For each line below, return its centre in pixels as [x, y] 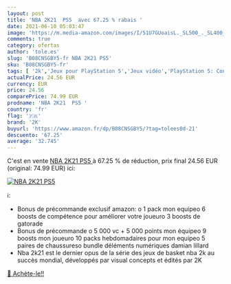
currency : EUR [27, 84]
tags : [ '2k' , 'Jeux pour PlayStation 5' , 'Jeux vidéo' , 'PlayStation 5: [110, 71]
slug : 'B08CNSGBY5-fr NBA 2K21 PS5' [59, 58]
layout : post [26, 13]
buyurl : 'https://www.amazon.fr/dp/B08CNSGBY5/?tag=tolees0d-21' [102, 129]
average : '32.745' [33, 142]
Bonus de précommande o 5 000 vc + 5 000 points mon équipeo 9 [112, 231]
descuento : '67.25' [35, 135]
